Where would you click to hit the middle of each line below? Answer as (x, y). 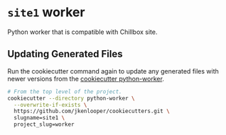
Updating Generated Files (65, 54)
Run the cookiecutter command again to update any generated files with (113, 71)
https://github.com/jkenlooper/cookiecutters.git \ (92, 111)
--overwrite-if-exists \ (50, 105)
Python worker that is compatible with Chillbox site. (82, 32)
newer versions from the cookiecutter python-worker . (86, 78)
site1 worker (46, 12)
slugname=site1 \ (39, 118)
